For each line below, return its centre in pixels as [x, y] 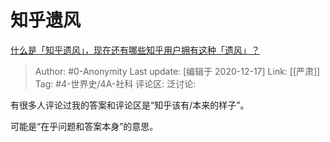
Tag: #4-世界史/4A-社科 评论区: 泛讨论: [115, 83]
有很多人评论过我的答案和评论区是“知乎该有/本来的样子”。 [130, 105]
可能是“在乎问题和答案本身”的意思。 [84, 126]
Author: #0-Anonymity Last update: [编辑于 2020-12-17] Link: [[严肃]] [177, 71]
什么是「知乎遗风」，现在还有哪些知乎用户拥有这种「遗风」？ [135, 50]
